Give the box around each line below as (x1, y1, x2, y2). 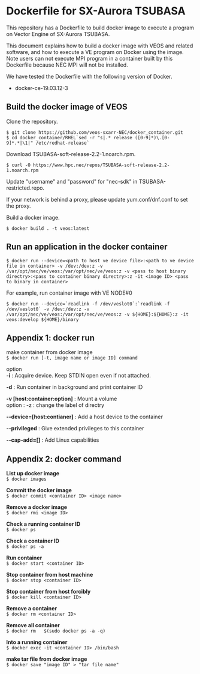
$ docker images (6, 476, 47, 483)
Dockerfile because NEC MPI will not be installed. (6, 61, 129, 68)
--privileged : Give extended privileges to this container (6, 425, 145, 432)
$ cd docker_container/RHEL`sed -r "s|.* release (6, 134, 133, 140)
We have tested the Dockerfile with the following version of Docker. (6, 73, 172, 80)
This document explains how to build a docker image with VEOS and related (6, 42, 193, 49)
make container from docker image (6, 349, 93, 356)
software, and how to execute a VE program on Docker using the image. (6, 48, 184, 55)
